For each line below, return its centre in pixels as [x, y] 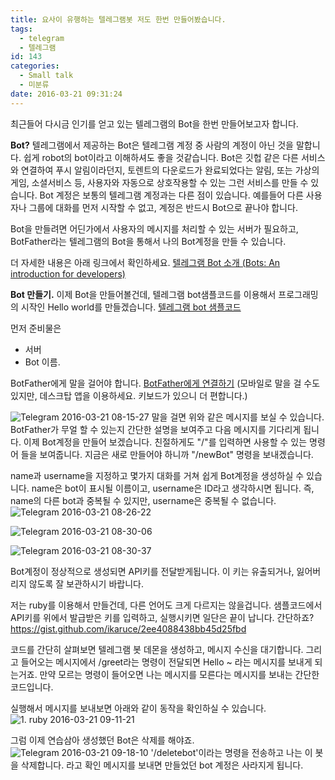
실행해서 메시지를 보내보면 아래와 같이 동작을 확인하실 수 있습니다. [138, 708]
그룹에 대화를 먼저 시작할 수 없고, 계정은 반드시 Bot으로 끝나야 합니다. [163, 207]
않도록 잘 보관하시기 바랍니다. [86, 583]
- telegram [42, 38]
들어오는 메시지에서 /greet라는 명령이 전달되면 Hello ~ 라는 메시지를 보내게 [166, 662]
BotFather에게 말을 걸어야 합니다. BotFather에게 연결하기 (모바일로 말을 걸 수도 [165, 383]
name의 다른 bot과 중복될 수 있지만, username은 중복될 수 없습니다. [143, 500]
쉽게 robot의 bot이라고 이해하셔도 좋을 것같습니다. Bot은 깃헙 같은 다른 [161, 157]
